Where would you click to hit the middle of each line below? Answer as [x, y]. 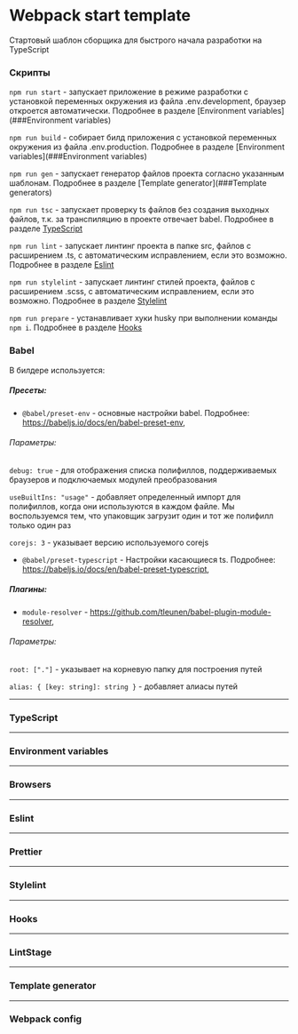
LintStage [31, 952]
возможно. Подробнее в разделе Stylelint [88, 301]
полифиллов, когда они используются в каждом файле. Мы [122, 506]
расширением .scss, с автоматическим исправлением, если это [132, 292]
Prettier [26, 852]
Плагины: [28, 589]
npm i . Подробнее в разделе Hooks [76, 328]
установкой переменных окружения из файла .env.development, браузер [148, 101]
